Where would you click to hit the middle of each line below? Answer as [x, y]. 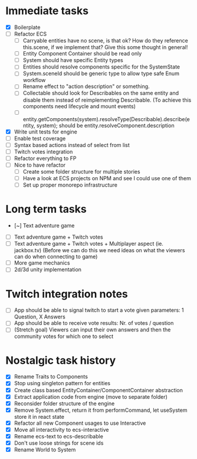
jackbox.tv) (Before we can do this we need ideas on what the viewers [99, 250]
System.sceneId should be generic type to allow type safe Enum [101, 74]
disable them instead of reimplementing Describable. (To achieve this [107, 100]
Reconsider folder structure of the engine [64, 403]
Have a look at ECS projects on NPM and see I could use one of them [107, 178]
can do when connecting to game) [56, 257]
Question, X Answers [40, 317]
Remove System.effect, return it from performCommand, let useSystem [101, 410]
